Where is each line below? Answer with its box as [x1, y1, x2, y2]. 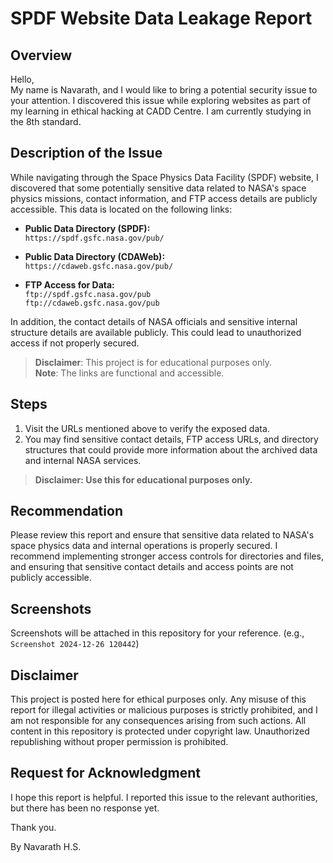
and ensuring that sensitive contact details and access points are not [10, 561, 294, 573]
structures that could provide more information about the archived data [24, 443, 318, 456]
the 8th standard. [10, 116, 82, 127]
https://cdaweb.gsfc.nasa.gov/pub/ [24, 261, 174, 271]
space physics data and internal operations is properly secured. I [10, 540, 278, 552]
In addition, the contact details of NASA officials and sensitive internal [10, 315, 298, 327]
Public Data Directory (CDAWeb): [24, 250, 166, 262]
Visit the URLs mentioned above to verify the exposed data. [24, 422, 270, 434]
